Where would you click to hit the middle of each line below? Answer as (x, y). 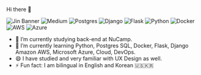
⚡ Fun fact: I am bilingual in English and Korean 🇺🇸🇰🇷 (84, 65)
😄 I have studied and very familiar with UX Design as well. (89, 58)
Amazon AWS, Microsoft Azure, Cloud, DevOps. (75, 52)
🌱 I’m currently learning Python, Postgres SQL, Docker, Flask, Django (102, 46)
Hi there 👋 (19, 9)
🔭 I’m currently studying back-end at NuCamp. (74, 39)
